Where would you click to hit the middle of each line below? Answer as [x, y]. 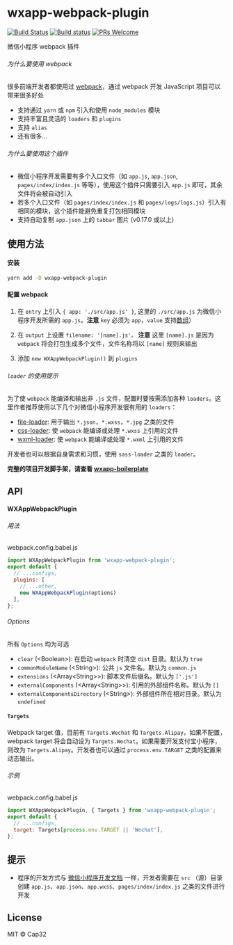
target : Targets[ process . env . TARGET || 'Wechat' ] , [88, 829]
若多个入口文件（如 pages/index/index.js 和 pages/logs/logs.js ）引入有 [122, 202]
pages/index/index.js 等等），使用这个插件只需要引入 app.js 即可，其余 [120, 185]
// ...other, [39, 586]
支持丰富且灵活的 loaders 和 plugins [69, 119]
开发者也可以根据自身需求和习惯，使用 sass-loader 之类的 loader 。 [103, 454]
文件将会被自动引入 [45, 193]
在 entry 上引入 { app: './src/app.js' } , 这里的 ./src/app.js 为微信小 [119, 312]
